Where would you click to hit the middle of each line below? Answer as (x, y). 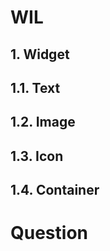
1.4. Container (55, 190)
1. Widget (40, 54)
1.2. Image (43, 122)
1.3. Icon (37, 156)
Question (49, 233)
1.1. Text (35, 87)
